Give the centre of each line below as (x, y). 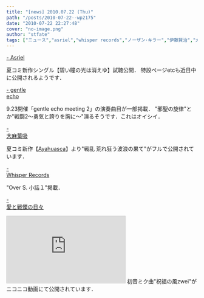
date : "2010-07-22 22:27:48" (43, 23)
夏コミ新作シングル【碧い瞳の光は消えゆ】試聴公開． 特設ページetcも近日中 (101, 70)
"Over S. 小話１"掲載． (35, 187)
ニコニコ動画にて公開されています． (52, 289)
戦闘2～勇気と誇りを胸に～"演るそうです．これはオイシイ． (89, 116)
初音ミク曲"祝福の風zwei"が (162, 281)
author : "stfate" (28, 35)
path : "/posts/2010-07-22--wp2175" (51, 18)
